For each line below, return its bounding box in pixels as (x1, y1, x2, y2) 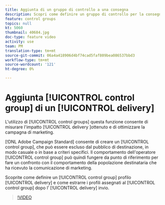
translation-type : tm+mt (5, 48, 56, 53)
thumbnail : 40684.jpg (5, 30, 50, 35)
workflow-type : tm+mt (5, 58, 50, 62)
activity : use (5, 39, 34, 44)
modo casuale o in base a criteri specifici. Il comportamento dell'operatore (5, 149, 156, 155)
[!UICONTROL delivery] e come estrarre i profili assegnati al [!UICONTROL (5, 179, 156, 185)
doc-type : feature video (5, 35, 56, 40)
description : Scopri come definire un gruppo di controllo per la (5, 12, 144, 17)
